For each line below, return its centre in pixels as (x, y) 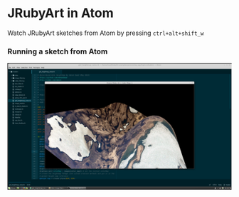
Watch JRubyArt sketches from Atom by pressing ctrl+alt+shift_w (106, 33)
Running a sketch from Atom (58, 51)
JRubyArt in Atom (60, 13)
